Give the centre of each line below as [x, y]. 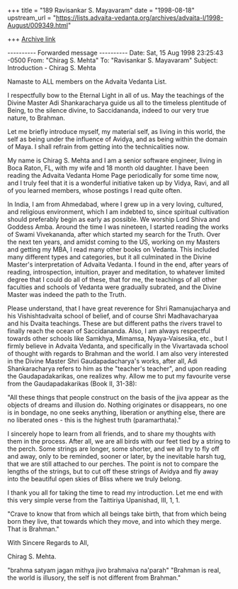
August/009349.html [38, 25]
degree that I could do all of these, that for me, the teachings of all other [112, 280]
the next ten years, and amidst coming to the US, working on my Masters [114, 242]
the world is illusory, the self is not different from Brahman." [94, 578]
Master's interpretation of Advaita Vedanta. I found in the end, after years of [118, 264]
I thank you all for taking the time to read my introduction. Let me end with [115, 493]
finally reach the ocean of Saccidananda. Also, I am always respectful [109, 331]
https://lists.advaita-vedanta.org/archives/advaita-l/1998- [140, 18]
